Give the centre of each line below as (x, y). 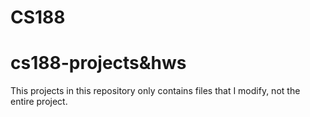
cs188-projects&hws (98, 63)
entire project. (39, 102)
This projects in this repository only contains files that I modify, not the (155, 91)
